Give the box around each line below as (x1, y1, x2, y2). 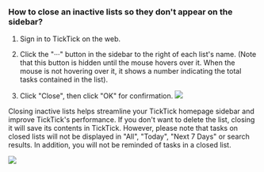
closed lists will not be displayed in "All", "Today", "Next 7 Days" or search (8, 132, 250, 141)
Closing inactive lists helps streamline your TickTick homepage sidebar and (8, 106, 255, 117)
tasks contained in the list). (19, 75, 109, 85)
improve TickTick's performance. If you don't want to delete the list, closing (8, 115, 255, 124)
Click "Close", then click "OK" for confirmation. (19, 91, 174, 101)
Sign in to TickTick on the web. (19, 34, 121, 44)
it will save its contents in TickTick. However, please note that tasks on (8, 124, 239, 133)
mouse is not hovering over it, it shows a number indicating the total (19, 67, 242, 76)
